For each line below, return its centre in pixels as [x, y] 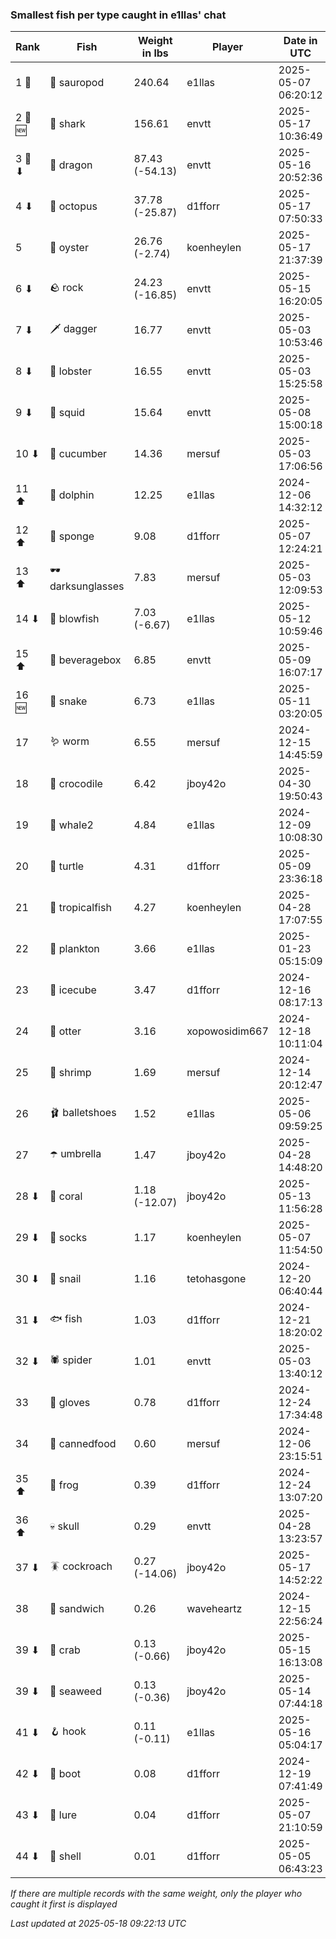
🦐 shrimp [70, 1073]
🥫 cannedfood [83, 1444]
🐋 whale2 [71, 825]
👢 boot [65, 1774]
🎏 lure [63, 1815]
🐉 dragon [71, 165]
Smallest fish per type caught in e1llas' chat [118, 15]
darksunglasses [87, 586]
